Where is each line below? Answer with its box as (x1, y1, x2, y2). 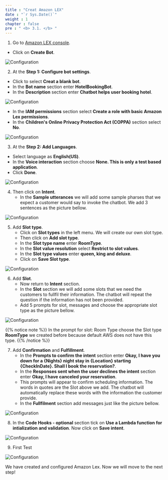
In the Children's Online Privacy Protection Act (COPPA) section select (12, 119, 161, 125)
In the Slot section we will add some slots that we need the (20, 286, 142, 292)
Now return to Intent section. (20, 281, 80, 287)
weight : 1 (5, 17, 28, 22)
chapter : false (5, 21, 39, 27)
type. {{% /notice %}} (5, 337, 50, 343)
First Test (12, 444, 32, 450)
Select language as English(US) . (12, 154, 80, 160)
